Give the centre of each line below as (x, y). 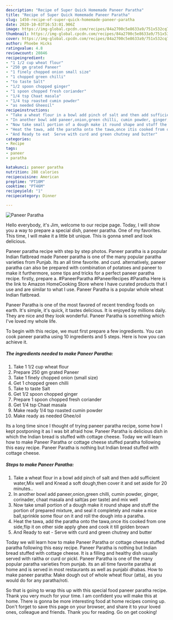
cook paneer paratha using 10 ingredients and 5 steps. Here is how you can (86, 336)
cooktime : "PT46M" (25, 186)
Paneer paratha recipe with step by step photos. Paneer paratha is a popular (86, 251)
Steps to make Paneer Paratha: (40, 464)
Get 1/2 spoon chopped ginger (45, 394)
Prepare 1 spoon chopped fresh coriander (57, 399)
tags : (12, 149)
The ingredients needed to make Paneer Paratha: (60, 354)
